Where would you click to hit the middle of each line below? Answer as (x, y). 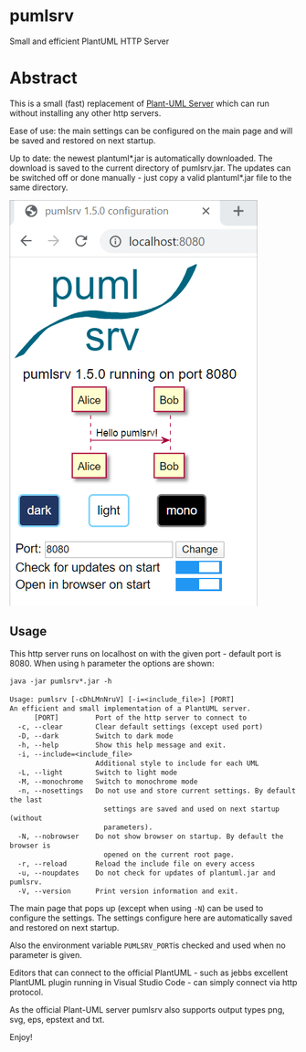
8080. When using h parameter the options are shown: (112, 663)
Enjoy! (21, 1036)
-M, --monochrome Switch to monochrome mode (108, 782)
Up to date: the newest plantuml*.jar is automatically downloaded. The (141, 158)
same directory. (39, 187)
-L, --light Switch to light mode (98, 773)
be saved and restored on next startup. (83, 140)
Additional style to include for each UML (177, 763)
